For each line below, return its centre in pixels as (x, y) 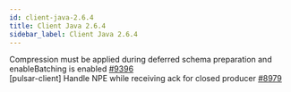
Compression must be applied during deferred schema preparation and (141, 60)
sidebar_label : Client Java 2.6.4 (74, 34)
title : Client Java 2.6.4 (57, 26)
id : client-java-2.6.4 (51, 17)
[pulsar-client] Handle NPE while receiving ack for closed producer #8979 (145, 79)
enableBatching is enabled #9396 (72, 69)
